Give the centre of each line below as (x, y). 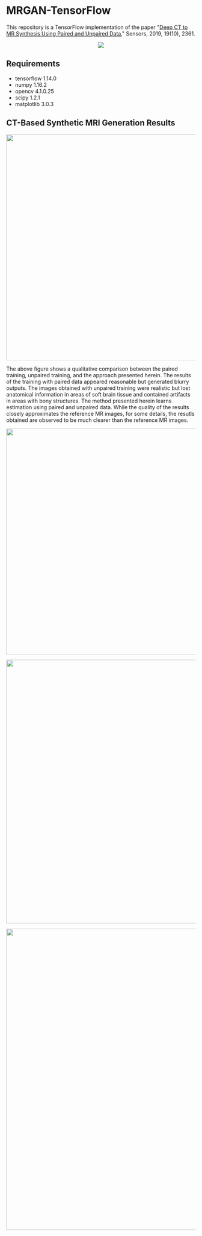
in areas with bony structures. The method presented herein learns (89, 401)
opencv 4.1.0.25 (34, 91)
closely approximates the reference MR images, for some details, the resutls (100, 413)
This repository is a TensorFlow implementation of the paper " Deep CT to (97, 27)
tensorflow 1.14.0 (36, 78)
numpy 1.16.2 (31, 84)
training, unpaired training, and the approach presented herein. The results (99, 375)
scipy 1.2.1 (27, 98)
